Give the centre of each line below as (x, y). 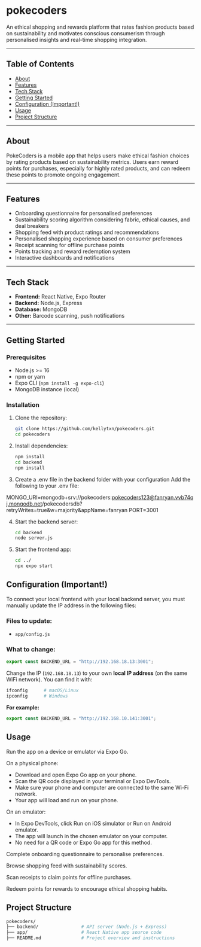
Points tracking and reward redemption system (72, 251)
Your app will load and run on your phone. (66, 800)
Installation (23, 404)
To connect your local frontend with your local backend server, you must (96, 599)
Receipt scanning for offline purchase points (69, 245)
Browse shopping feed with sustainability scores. (67, 866)
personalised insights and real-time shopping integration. (77, 39)
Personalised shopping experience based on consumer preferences (98, 239)
